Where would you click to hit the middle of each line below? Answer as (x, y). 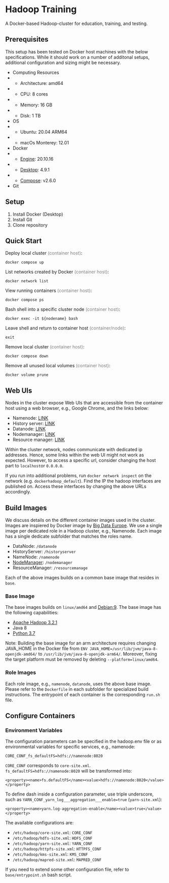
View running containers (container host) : (49, 290)
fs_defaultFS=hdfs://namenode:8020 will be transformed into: (69, 771)
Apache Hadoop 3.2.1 (35, 623)
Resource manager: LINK (38, 440)
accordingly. (18, 492)
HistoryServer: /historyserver (44, 551)
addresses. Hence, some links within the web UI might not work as (75, 455)
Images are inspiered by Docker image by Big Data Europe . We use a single (84, 525)
